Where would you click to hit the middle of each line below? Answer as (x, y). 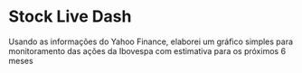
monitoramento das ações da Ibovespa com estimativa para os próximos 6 (147, 50)
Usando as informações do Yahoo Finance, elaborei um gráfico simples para (151, 41)
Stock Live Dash (70, 17)
